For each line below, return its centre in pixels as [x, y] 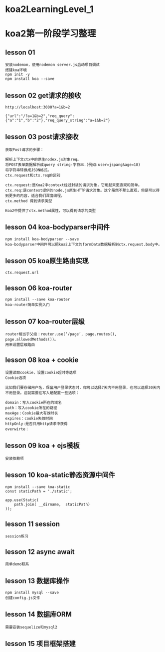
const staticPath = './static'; [39, 491]
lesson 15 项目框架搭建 [40, 644]
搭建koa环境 [16, 70]
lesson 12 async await [40, 552]
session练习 [17, 536]
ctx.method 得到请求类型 [29, 201]
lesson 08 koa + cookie [42, 360]
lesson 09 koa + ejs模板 [42, 446]
